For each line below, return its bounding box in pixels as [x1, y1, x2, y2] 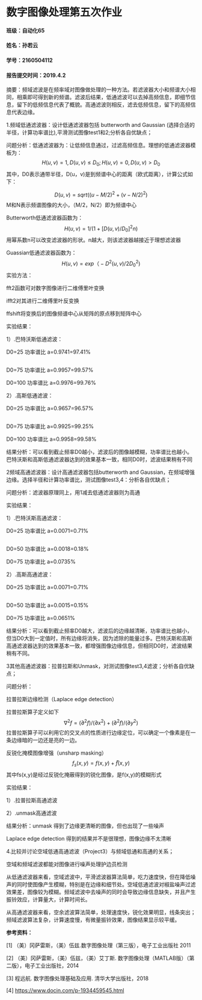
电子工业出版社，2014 [24, 962, 79, 969]
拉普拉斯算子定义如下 [6, 708, 59, 716]
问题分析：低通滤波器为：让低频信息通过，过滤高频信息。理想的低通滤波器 [6, 142, 191, 149]
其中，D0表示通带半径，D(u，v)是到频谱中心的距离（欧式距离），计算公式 [6, 170, 188, 177]
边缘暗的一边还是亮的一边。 [11, 737, 80, 744]
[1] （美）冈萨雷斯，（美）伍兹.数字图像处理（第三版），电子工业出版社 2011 [6, 942, 191, 949]
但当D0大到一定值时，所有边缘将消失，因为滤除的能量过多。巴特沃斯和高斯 [6, 634, 192, 642]
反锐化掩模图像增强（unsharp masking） [6, 749, 107, 756]
